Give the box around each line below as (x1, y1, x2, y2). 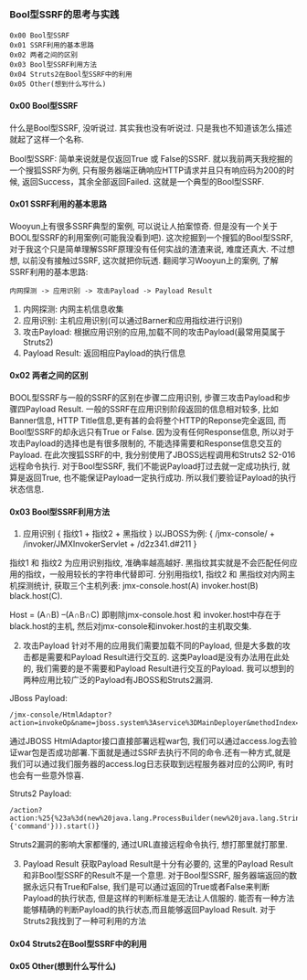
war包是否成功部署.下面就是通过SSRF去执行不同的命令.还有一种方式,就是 (16, 747, 291, 758)
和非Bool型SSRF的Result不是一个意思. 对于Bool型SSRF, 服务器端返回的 (22, 870, 290, 881)
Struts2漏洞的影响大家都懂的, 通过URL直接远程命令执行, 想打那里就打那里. (9, 839, 288, 850)
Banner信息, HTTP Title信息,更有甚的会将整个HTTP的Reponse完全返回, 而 (9, 414, 287, 426)
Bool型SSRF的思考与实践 (9, 7, 120, 20)
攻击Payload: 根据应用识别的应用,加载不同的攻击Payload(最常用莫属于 (22, 326, 286, 337)
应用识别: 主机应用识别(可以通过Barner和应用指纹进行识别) (22, 314, 244, 325)
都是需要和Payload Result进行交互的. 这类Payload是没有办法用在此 (30, 652, 282, 663)
